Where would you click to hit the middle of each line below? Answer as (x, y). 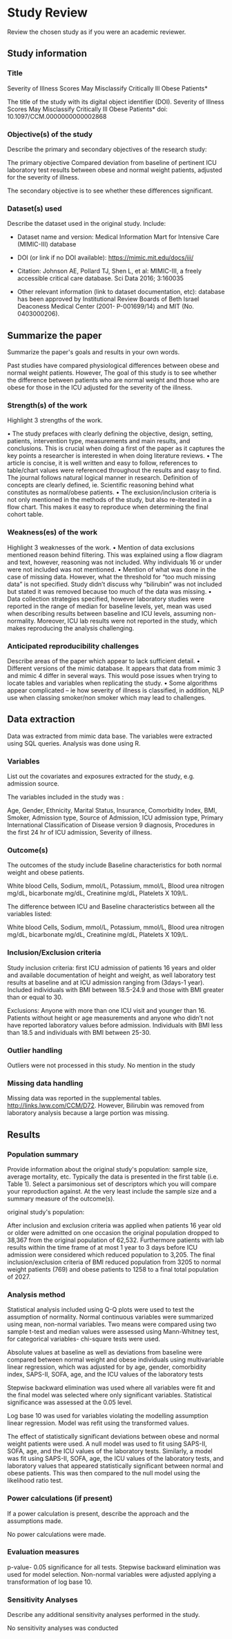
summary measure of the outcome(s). (61, 1199)
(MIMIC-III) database (47, 244)
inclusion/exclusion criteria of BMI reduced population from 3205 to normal (114, 1262)
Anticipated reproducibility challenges (73, 646)
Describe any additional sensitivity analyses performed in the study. (104, 1615)
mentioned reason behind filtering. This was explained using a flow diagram (115, 554)
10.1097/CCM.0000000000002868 (57, 116)
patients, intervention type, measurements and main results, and (99, 441)
